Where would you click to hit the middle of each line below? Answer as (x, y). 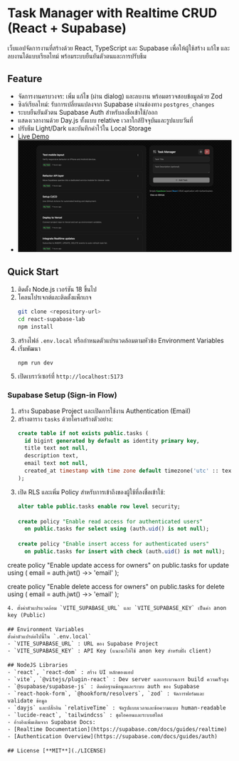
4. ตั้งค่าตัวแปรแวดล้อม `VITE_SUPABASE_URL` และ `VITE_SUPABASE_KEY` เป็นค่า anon (117, 608)
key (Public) (27, 615)
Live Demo (33, 136)
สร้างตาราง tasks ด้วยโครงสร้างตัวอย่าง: (65, 419)
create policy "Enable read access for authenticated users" (110, 521)
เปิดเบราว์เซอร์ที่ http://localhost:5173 (70, 377)
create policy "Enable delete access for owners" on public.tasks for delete (116, 586)
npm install (35, 327)
